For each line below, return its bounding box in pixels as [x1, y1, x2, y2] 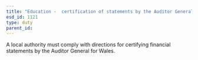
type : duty [6, 19, 33, 25]
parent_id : [6, 25, 33, 31]
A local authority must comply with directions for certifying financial [6, 41, 171, 48]
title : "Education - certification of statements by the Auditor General [6, 8, 194, 15]
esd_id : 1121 [6, 14, 38, 20]
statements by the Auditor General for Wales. [6, 48, 115, 55]
